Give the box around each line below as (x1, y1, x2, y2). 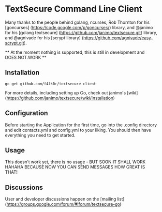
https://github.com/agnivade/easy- (83, 35, 153, 41)
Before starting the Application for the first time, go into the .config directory (5, 122, 157, 128)
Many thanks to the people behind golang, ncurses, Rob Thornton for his (5, 19, 150, 25)
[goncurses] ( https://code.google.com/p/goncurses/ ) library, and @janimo (5, 24, 153, 30)
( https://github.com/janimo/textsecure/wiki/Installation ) (5, 95, 115, 101)
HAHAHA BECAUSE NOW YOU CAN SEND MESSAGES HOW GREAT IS (5, 164, 145, 170)
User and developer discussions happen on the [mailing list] (5, 196, 125, 202)
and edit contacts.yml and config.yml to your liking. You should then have (5, 127, 151, 133)
